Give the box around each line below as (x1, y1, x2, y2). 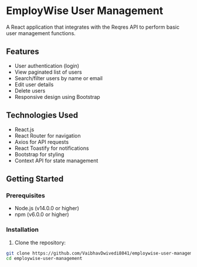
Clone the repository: (14, 239, 66, 246)
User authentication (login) (14, 62, 80, 69)
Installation (6, 225, 39, 234)
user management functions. (6, 29, 76, 36)
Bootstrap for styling (14, 150, 64, 158)
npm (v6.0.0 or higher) (14, 211, 69, 218)
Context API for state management (14, 157, 98, 164)
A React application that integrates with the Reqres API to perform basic (6, 23, 180, 30)
